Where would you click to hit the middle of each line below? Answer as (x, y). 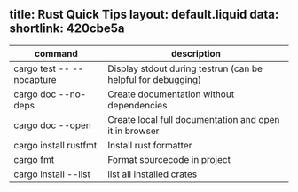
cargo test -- (42, 68)
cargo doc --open (52, 125)
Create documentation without (171, 94)
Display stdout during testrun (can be (185, 68)
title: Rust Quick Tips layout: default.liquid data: (144, 15)
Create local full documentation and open (194, 119)
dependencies (137, 105)
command (56, 53)
